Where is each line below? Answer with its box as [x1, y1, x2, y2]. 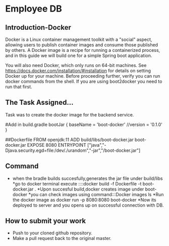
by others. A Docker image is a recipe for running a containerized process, [5, 47, 160, 53]
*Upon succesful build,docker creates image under [37, 186, 144, 192]
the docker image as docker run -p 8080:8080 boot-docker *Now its [12, 197, 156, 203]
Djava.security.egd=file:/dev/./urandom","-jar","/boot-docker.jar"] [5, 147, 141, 153]
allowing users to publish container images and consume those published [5, 42, 158, 48]
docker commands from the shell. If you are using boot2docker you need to [5, 79, 162, 84]
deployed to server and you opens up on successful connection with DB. [12, 202, 164, 208]
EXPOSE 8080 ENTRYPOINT [27, 142, 87, 148]
